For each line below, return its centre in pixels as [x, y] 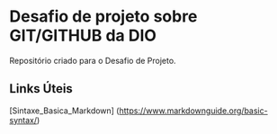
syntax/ [23, 120]
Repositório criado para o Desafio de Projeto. [93, 60]
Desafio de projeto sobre [103, 17]
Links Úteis [41, 89]
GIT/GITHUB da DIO [83, 36]
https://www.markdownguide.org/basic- [193, 111]
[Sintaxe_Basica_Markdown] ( [64, 111]
